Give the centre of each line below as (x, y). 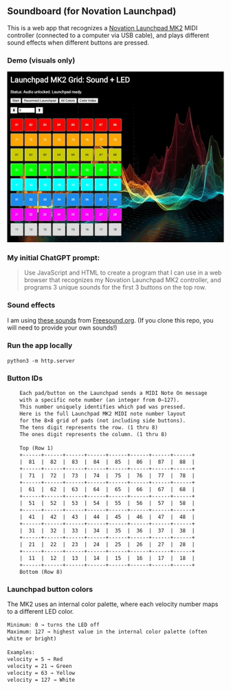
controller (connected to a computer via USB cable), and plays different (108, 35)
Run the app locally (40, 345)
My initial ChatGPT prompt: (54, 257)
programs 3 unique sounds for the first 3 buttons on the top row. (115, 288)
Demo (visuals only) (41, 60)
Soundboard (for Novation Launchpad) (92, 11)
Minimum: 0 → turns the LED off (53, 625)
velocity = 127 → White (41, 680)
